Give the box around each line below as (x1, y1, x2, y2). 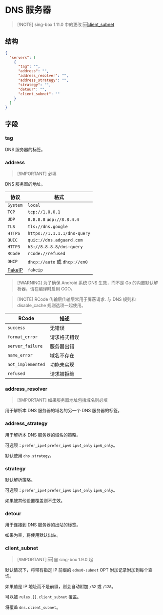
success (7, 325, 25, 330)
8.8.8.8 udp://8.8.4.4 (27, 217, 80, 222)
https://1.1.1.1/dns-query (27, 231, 90, 236)
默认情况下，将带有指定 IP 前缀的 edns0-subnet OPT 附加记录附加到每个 (5, 567, 148, 572)
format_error (7, 334, 38, 340)
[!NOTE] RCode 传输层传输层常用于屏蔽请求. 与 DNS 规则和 (17, 296, 136, 302)
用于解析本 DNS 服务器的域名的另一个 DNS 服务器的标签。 (5, 408, 122, 414)
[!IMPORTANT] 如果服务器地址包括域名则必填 (17, 397, 108, 403)
